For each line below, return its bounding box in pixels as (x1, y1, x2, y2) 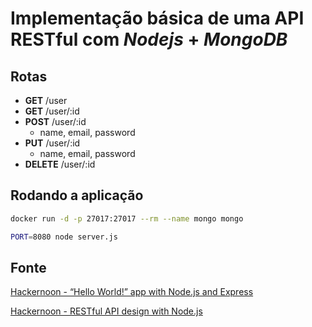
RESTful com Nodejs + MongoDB (10, 28, 288, 51)
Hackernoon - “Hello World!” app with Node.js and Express (10, 286, 254, 298)
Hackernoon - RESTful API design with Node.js (10, 305, 203, 317)
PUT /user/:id (24, 137, 81, 149)
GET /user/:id (24, 105, 80, 117)
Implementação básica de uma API (10, 7, 305, 30)
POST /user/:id (24, 116, 87, 127)
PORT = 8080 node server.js (10, 232, 118, 242)
